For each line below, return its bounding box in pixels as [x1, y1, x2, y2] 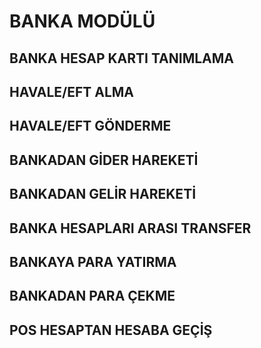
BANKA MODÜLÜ [9, 10, 156, 33]
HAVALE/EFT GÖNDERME [9, 118, 172, 135]
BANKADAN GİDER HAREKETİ [9, 151, 199, 169]
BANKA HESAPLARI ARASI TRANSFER [9, 220, 252, 237]
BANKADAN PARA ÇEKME [9, 288, 176, 305]
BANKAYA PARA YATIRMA [9, 253, 177, 270]
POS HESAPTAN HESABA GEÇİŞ [9, 321, 213, 339]
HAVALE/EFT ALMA [9, 83, 135, 100]
